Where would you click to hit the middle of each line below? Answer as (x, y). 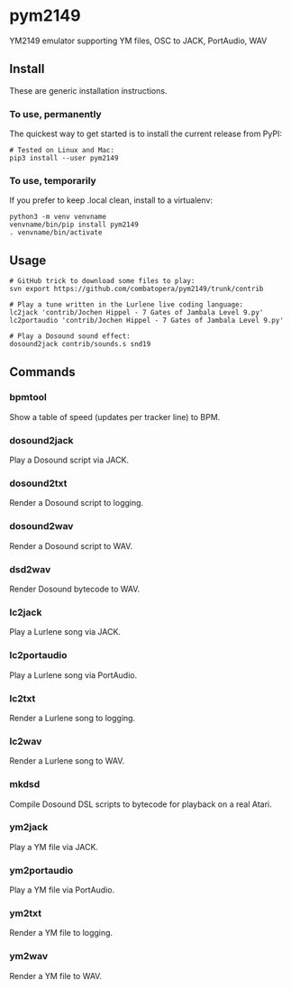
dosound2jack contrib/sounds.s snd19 (80, 344)
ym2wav (28, 957)
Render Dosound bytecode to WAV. (75, 589)
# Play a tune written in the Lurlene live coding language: (127, 305)
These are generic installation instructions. (88, 90)
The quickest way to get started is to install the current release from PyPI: (145, 134)
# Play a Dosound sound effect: (70, 336)
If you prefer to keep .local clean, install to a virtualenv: (111, 200)
